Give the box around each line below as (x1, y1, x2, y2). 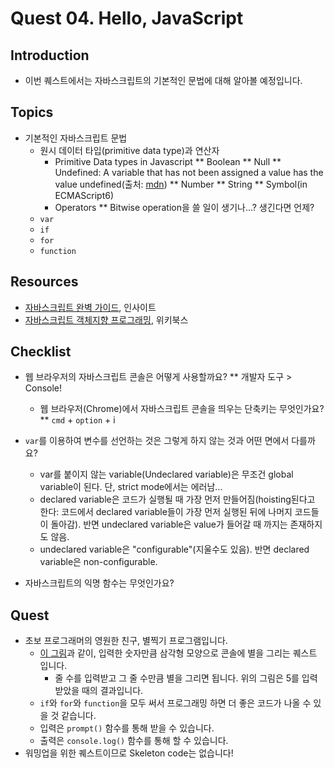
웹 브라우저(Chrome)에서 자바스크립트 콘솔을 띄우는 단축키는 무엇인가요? (39, 403, 325, 415)
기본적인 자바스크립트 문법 (24, 132, 128, 144)
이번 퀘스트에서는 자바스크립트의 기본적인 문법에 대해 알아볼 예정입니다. (24, 75, 303, 86)
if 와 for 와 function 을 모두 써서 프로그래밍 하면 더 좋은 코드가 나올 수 (39, 697, 312, 709)
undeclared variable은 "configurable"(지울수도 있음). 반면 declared (39, 543, 310, 556)
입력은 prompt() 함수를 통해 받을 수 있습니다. (39, 722, 215, 734)
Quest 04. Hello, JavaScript (10, 7, 244, 30)
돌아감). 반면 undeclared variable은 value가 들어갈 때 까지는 (50, 518, 288, 531)
